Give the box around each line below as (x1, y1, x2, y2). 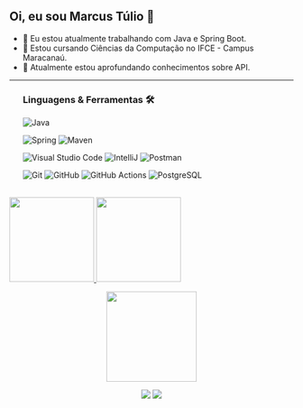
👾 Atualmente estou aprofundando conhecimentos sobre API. (22, 61, 251, 72)
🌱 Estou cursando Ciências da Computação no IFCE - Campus (22, 42, 254, 53)
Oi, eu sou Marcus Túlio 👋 (9, 9, 155, 24)
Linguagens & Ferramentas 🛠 (22, 93, 155, 106)
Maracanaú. (22, 51, 68, 63)
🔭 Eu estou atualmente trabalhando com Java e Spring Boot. (22, 32, 247, 43)
